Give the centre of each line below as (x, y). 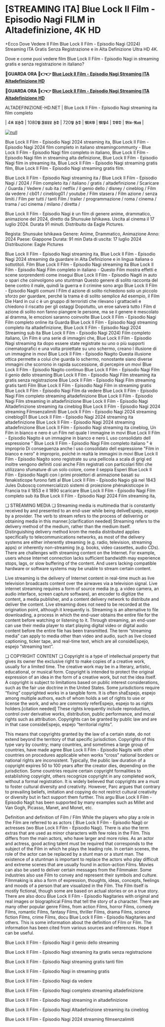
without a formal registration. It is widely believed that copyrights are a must (82, 781)
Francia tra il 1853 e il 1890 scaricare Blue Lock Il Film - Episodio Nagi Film (80, 490)
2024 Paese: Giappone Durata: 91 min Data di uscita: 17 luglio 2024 (73, 239)
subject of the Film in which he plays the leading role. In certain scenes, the (82, 849)
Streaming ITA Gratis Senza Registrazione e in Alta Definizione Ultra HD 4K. (82, 49)
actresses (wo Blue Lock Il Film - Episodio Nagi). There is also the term (77, 828)
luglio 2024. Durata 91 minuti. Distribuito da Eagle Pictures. (65, 224)
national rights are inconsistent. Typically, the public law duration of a (76, 760)
